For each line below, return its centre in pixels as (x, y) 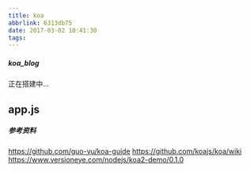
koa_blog (24, 63)
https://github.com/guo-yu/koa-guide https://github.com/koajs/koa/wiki (125, 151)
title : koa (26, 15)
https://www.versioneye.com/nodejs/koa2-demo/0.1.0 (96, 159)
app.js (24, 109)
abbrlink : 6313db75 (40, 23)
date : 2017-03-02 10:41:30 (53, 30)
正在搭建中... (29, 84)
